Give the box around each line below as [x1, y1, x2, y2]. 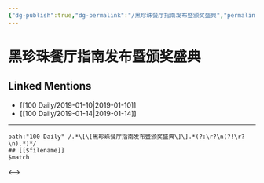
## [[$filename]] [8, 146, 65, 154]
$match [8, 153, 30, 161]
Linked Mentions [8, 79, 92, 93]
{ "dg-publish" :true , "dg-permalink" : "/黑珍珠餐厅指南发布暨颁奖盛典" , [8, 11, 224, 20]
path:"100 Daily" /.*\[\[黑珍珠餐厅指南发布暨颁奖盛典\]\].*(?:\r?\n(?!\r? [8, 133, 245, 141]
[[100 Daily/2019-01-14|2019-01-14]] [19, 108, 137, 118]
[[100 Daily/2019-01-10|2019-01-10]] [19, 100, 137, 110]
